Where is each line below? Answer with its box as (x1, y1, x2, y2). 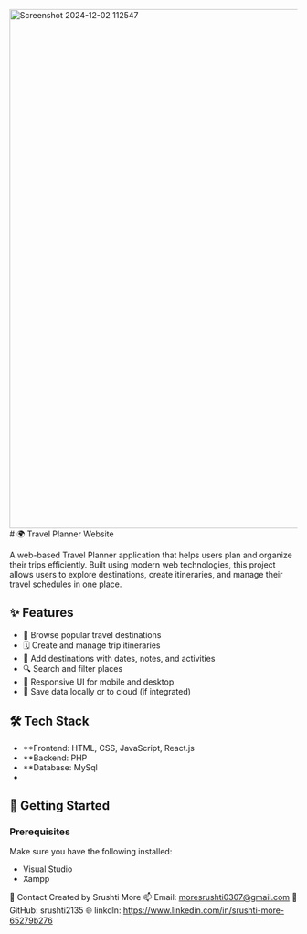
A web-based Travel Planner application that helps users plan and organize (9, 549, 292, 560)
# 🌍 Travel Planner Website (9, 528, 114, 539)
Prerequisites (9, 825, 70, 838)
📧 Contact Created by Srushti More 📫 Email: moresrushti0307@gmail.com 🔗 (9, 892, 298, 903)
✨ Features (9, 605, 74, 621)
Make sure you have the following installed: (9, 846, 173, 857)
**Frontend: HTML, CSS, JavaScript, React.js (22, 742, 195, 753)
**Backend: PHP (22, 752, 88, 763)
